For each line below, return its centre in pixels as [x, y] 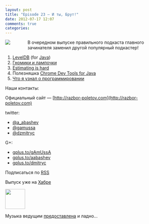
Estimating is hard [31, 68]
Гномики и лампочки [35, 63]
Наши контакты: [22, 88]
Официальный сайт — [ [30, 98]
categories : [17, 28]
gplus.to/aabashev [31, 158]
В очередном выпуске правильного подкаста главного [86, 42]
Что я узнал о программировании [48, 79]
